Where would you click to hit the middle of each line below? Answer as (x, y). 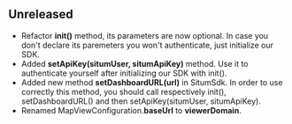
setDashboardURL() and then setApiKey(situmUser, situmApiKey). (141, 101)
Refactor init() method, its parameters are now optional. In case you (145, 35)
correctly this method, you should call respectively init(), (123, 91)
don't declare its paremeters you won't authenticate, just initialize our (147, 45)
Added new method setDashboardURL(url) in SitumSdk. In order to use (152, 82)
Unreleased (41, 15)
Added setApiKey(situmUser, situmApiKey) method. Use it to (134, 63)
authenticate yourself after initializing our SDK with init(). (124, 73)
